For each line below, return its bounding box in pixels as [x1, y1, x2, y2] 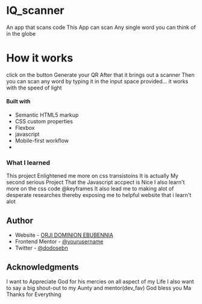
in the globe [6, 30, 36, 37]
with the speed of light [6, 84, 62, 91]
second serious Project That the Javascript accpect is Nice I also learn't [6, 179, 185, 186]
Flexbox [14, 125, 35, 132]
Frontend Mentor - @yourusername [14, 238, 104, 245]
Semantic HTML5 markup [14, 111, 79, 118]
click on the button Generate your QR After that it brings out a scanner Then [6, 71, 195, 79]
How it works [6, 51, 74, 65]
